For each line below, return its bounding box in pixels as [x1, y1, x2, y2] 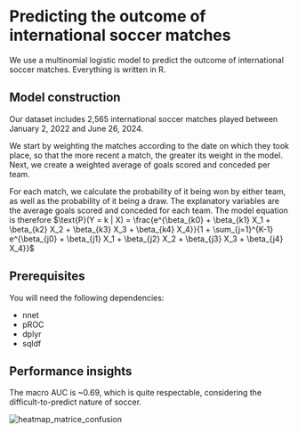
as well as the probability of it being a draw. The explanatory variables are [9, 195, 280, 206]
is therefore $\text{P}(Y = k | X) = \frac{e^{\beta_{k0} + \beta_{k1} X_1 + [9, 214, 271, 225]
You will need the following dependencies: [9, 292, 165, 303]
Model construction [9, 90, 121, 105]
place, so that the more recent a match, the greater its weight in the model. [9, 150, 283, 160]
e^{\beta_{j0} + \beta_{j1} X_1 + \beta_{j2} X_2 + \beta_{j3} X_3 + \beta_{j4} [9, 233, 284, 244]
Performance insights [9, 364, 133, 379]
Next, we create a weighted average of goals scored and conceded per [9, 159, 271, 170]
